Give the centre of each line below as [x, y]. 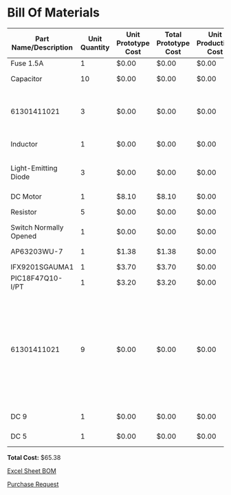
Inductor [24, 144]
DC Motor [26, 196]
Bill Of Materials [53, 13]
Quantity [95, 47]
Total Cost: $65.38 [34, 457]
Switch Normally [37, 227]
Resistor [24, 212]
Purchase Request [33, 484]
